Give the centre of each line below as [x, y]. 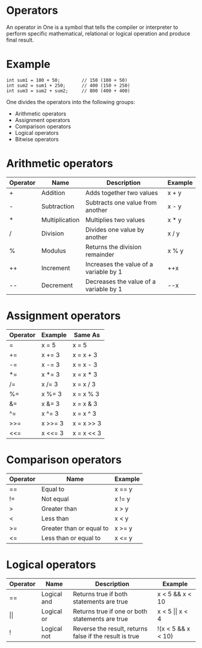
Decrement [57, 285]
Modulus [54, 250]
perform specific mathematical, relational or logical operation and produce [98, 33]
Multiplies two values [115, 220]
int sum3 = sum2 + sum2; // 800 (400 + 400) [68, 91]
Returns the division [113, 247]
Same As [87, 335]
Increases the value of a [119, 264]
